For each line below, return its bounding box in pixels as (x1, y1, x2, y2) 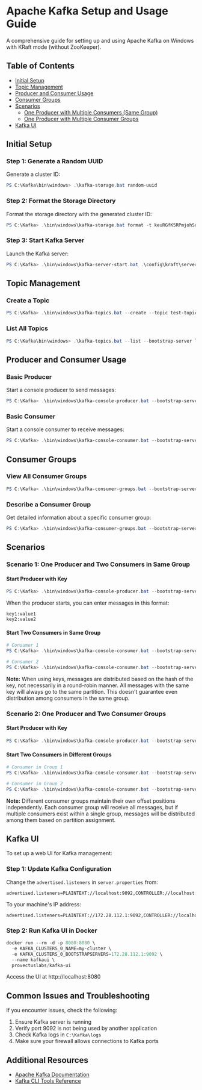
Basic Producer (6, 372, 52, 381)
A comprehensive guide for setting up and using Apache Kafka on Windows (6, 37, 194, 44)
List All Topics (6, 324, 48, 332)
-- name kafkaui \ (11, 956, 55, 963)
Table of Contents (6, 61, 75, 71)
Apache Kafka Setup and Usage (6, 4, 168, 18)
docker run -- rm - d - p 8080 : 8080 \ (6, 940, 96, 946)
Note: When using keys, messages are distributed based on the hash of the (6, 675, 194, 682)
